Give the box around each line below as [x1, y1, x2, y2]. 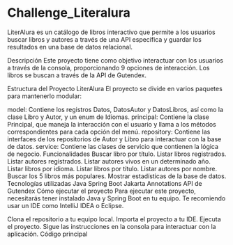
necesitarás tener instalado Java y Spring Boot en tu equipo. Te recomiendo [7, 193, 226, 203]
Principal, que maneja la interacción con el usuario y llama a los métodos [7, 120, 216, 128]
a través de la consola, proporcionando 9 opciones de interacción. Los [7, 63, 210, 72]
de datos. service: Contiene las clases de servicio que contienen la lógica [7, 142, 218, 150]
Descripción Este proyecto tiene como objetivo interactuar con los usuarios [7, 56, 223, 64]
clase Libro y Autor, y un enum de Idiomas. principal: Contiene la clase [7, 113, 209, 121]
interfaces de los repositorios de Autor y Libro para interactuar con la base [7, 134, 222, 143]
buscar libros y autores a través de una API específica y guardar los [7, 35, 202, 43]
